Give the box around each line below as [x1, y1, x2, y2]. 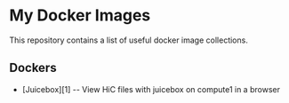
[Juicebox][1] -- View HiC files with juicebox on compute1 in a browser [21, 83, 280, 94]
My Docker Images [9, 5, 151, 26]
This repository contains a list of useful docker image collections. [9, 35, 249, 45]
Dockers [9, 60, 57, 75]
